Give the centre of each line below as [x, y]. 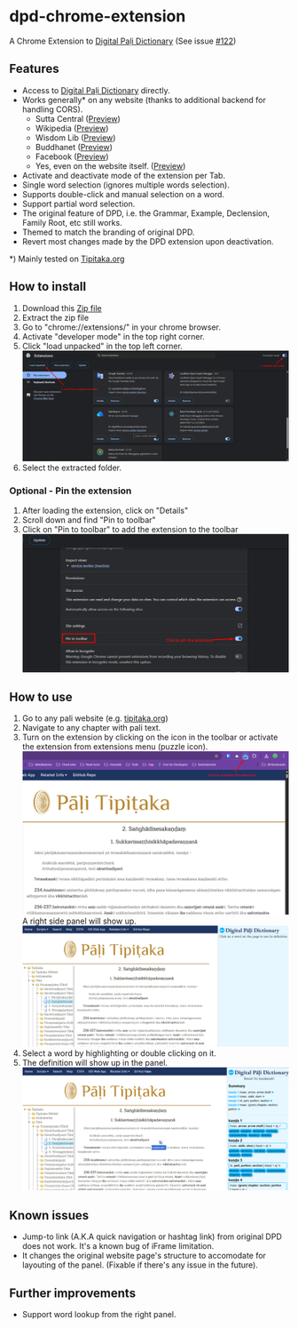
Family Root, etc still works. [72, 222]
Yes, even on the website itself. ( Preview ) [110, 165]
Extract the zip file [55, 317]
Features [34, 69]
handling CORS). [52, 109]
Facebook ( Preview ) [72, 156]
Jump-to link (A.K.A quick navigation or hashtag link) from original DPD [152, 1236]
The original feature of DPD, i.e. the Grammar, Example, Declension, [146, 213]
